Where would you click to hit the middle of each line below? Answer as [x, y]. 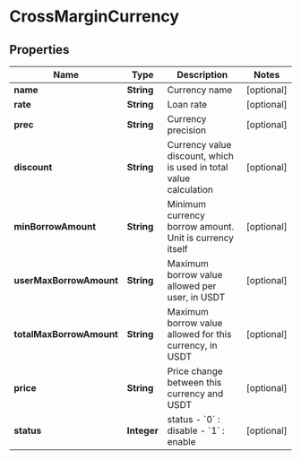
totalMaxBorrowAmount [66, 334]
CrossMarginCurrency [95, 17]
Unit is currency [201, 238]
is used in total [198, 167]
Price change [195, 371]
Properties [39, 50]
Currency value [199, 145]
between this [194, 382]
